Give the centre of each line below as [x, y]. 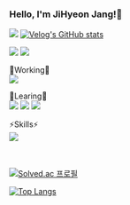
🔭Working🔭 [30, 70]
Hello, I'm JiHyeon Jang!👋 [66, 14]
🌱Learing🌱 [28, 96]
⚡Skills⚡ [24, 124]
